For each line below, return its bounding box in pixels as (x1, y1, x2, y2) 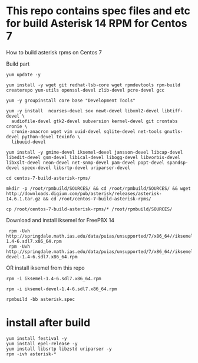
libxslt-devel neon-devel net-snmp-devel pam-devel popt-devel (6, 160, 165, 166)
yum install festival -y (6, 335, 67, 341)
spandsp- (167, 160, 189, 166)
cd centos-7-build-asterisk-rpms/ (6, 175, 91, 181)
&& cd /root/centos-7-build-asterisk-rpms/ (43, 196, 151, 202)
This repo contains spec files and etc (6, 4, 190, 18)
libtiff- (161, 108, 183, 114)
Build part (6, 60, 30, 67)
